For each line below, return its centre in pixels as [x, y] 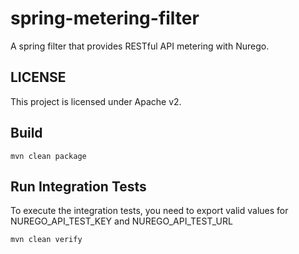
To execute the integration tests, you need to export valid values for [149, 211]
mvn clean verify [46, 240]
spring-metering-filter [105, 18]
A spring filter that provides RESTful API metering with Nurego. [140, 46]
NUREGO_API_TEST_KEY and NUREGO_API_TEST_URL [121, 221]
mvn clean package [48, 156]
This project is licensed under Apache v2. [96, 101]
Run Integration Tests [78, 186]
